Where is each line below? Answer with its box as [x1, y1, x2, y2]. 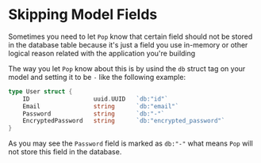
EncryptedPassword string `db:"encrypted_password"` [22, 117, 225, 125]
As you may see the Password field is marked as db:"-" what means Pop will [8, 138, 254, 148]
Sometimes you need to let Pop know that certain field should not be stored [8, 32, 253, 41]
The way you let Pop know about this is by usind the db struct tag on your [8, 63, 246, 73]
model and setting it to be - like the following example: [8, 72, 186, 81]
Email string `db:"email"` [22, 102, 179, 110]
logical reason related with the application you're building [8, 48, 196, 58]
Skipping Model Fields [8, 6, 158, 24]
